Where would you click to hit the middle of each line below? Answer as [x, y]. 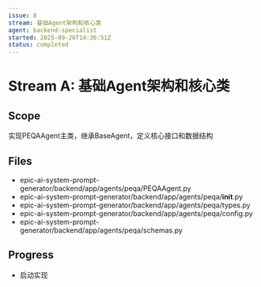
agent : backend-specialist [53, 30]
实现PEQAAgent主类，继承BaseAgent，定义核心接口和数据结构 [111, 136]
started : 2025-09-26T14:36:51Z [60, 37]
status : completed [38, 45]
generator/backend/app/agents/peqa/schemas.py [101, 230]
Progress [31, 255]
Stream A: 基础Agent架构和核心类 [119, 86]
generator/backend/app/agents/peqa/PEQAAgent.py [105, 188]
